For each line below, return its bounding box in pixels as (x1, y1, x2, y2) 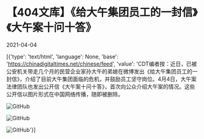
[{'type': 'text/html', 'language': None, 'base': (6, 53, 119, 60)
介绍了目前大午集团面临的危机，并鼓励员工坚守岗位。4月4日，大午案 (24, 75, 197, 83)
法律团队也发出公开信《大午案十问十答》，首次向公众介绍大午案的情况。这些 (6, 83, 195, 90)
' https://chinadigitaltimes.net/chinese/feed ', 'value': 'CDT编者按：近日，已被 (6, 60, 197, 67)
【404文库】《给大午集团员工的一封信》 (6, 5, 198, 19)
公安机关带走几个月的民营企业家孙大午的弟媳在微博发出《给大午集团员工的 (6, 67, 192, 75)
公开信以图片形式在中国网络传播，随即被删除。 (6, 90, 123, 98)
